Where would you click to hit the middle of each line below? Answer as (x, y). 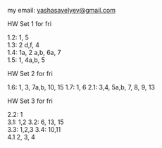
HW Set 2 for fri (30, 74)
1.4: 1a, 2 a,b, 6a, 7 (34, 53)
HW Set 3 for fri (30, 101)
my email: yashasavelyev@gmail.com (62, 10)
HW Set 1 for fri (29, 24)
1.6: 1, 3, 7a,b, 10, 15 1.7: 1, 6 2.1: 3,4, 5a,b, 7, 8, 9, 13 (81, 87)
